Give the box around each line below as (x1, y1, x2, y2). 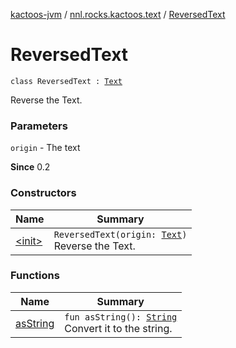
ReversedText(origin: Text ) (53, 229, 188, 240)
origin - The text (10, 142, 81, 154)
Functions (10, 269, 60, 283)
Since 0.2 (10, 161, 51, 173)
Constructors (10, 186, 77, 200)
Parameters (10, 119, 68, 133)
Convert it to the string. (64, 321, 173, 335)
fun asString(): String (64, 311, 178, 323)
